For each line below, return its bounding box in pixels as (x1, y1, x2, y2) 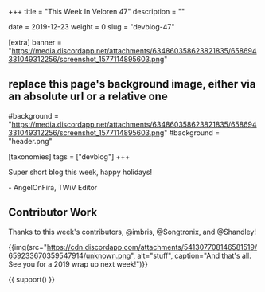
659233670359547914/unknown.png (8, 251, 131, 260)
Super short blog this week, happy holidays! (8, 167, 153, 177)
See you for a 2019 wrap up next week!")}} (8, 259, 149, 269)
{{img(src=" (8, 242, 48, 251)
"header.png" (8, 136, 53, 146)
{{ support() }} (8, 274, 56, 284)
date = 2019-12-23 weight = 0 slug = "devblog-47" (8, 22, 175, 31)
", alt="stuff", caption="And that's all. (130, 251, 252, 260)
